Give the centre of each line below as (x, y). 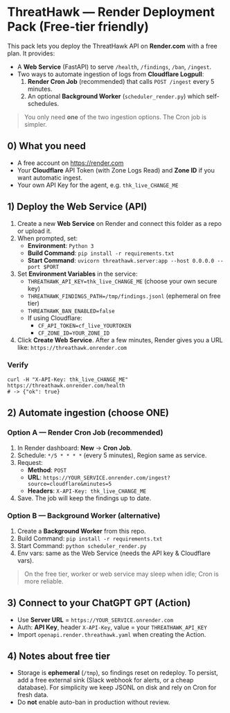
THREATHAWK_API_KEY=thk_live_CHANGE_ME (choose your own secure (122, 281)
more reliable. (44, 581)
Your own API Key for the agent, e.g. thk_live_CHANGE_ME (98, 185)
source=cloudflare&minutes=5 (70, 484)
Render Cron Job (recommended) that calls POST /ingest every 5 (121, 81)
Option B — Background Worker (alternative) (84, 516)
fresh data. (33, 695)
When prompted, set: (47, 238)
